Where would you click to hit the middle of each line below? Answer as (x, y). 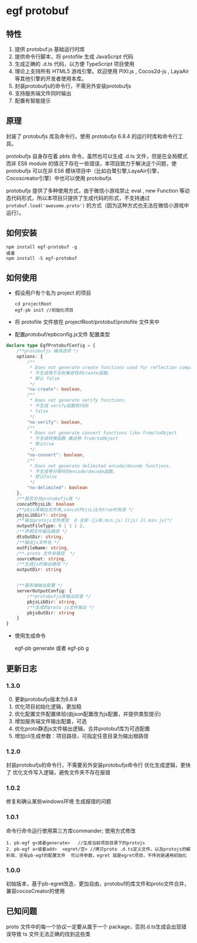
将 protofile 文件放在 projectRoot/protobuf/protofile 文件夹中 (87, 322)
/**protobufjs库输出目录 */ (59, 596)
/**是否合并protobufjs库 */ (49, 499)
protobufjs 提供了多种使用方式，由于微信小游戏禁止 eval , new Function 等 (95, 190)
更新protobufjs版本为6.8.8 (46, 699)
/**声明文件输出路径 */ (42, 531)
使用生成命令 (30, 636)
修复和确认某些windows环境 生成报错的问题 (59, 801)
